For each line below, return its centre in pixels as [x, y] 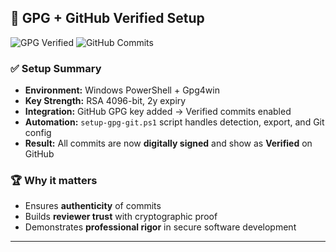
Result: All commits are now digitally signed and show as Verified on [168, 143]
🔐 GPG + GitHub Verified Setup [107, 18]
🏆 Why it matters [54, 181]
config [38, 133]
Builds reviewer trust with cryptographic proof [121, 217]
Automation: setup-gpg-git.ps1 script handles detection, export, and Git [174, 122]
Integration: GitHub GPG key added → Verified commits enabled [158, 112]
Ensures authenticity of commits [93, 206]
